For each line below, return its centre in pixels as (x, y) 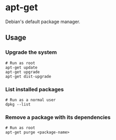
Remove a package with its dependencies (58, 117)
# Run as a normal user (31, 100)
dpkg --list (18, 104)
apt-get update (21, 67)
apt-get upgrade (22, 72)
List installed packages (34, 89)
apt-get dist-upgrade (28, 76)
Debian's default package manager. (43, 22)
